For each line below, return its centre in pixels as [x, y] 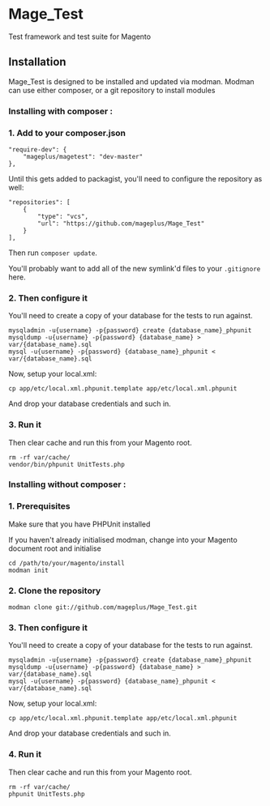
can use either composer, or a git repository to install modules [112, 90]
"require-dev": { [38, 149]
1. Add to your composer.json [67, 133]
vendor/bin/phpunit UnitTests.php [67, 464]
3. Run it [25, 424]
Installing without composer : [67, 484]
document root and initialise [55, 548]
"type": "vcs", [63, 216]
